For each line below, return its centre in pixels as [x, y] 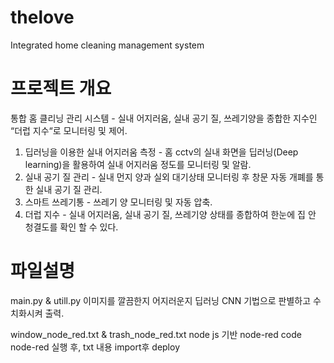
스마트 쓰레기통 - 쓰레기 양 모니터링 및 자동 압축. [118, 202]
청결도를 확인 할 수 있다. [71, 227]
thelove [42, 17]
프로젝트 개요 [61, 88]
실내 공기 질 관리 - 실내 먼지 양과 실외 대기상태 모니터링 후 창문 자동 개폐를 [169, 177]
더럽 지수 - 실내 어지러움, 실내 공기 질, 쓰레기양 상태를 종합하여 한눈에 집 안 [170, 214]
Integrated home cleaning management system [107, 45]
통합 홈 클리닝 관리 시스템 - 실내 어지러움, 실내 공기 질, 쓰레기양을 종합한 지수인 [164, 118]
